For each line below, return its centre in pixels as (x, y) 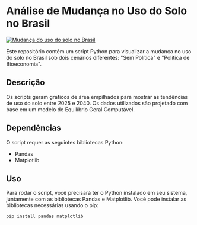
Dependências (34, 128)
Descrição (26, 83)
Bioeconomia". (24, 64)
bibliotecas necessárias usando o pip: (53, 205)
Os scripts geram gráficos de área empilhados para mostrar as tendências (97, 97)
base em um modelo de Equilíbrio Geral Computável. (71, 109)
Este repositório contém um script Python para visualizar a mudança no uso (99, 51)
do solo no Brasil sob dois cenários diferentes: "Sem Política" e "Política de (98, 57)
